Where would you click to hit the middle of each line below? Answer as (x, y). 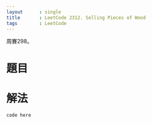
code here (19, 115)
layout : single (34, 12)
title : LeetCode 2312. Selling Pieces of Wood (76, 18)
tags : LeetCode (37, 23)
